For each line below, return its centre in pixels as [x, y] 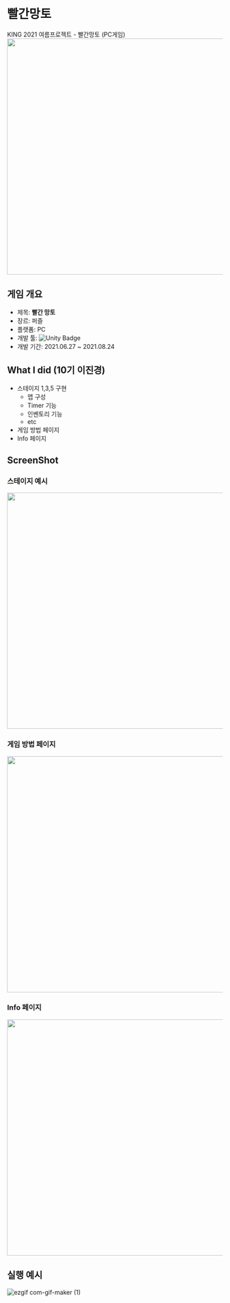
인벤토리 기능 [45, 413]
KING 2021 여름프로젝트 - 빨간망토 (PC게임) [66, 34]
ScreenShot [33, 460]
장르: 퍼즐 [30, 321]
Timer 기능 [42, 405]
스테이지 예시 [27, 481]
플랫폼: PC [31, 329]
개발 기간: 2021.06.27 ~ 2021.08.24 [66, 346]
